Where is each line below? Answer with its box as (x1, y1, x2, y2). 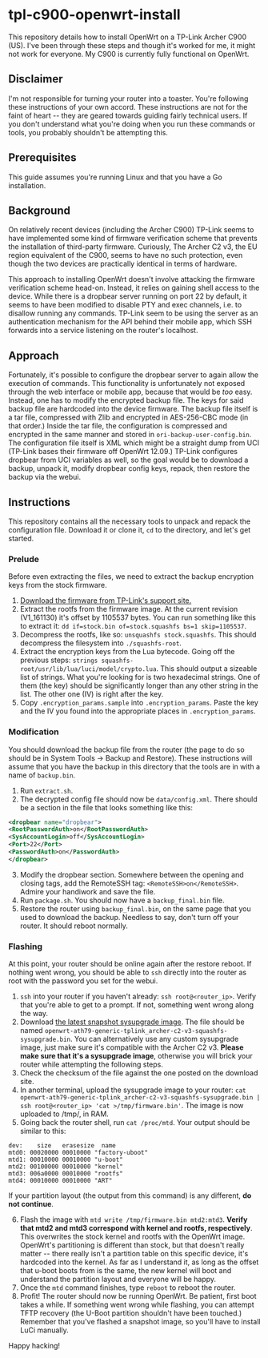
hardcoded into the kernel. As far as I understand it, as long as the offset (19, 1257, 259, 1267)
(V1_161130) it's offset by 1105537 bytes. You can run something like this (19, 613, 256, 622)
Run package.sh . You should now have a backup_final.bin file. (19, 895, 226, 905)
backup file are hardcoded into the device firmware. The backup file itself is (8, 404, 258, 414)
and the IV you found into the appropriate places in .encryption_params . (19, 706, 256, 716)
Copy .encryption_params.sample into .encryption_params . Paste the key (19, 698, 258, 708)
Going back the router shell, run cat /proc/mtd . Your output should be (19, 1118, 250, 1127)
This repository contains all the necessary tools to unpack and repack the (8, 516, 250, 526)
